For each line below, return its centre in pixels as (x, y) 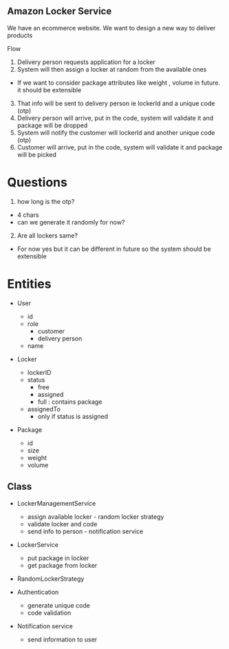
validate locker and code (62, 524)
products (20, 35)
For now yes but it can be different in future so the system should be (114, 249)
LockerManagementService (56, 503)
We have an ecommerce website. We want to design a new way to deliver (111, 28)
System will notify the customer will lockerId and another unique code (116, 132)
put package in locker (58, 558)
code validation (49, 612)
